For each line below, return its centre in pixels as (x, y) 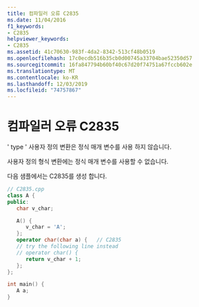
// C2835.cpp (26, 189)
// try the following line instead (67, 246)
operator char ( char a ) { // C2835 (69, 240)
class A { (21, 195)
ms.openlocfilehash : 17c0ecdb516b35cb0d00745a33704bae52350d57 (100, 59)
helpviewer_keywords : (38, 39)
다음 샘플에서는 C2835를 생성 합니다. (57, 176)
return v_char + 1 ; (53, 259)
